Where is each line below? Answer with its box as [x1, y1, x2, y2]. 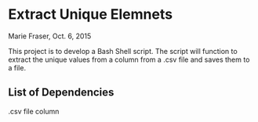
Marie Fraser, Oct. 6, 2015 [8, 31, 92, 41]
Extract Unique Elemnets [8, 5, 173, 23]
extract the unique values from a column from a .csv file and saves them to [8, 55, 250, 64]
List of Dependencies [8, 86, 114, 99]
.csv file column [8, 106, 60, 116]
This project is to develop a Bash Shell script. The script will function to [8, 46, 238, 56]
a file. [8, 63, 26, 72]
